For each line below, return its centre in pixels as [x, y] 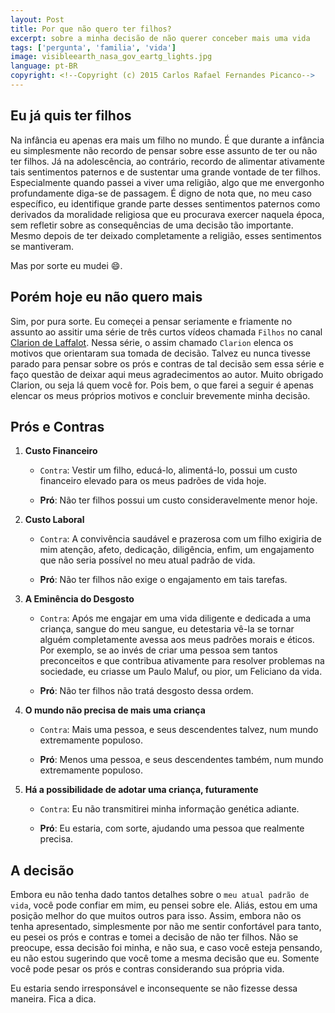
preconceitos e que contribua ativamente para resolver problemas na [182, 661]
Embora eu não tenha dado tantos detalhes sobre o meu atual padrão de [160, 895]
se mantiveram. [42, 246]
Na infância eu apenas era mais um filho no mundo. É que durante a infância [167, 140]
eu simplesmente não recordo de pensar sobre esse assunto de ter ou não [164, 150]
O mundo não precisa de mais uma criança [115, 710]
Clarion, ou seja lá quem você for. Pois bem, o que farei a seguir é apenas [162, 385]
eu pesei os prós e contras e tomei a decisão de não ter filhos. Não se [154, 937]
